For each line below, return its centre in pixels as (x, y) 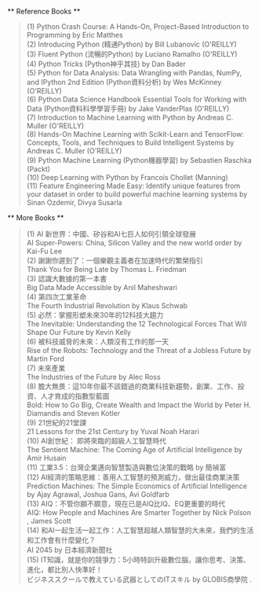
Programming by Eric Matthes (75, 35)
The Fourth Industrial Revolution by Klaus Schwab (107, 305)
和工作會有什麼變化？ (61, 540)
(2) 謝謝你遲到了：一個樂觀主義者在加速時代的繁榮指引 (115, 260)
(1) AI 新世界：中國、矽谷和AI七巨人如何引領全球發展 (111, 234)
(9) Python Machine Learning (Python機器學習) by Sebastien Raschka (139, 160)
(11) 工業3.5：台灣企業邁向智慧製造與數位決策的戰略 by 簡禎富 (126, 467)
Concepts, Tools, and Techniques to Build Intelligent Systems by (130, 142)
